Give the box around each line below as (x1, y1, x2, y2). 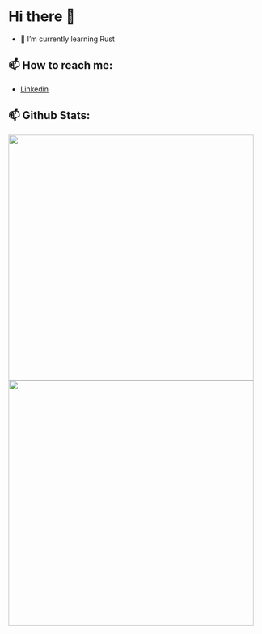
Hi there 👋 (8, 7, 75, 26)
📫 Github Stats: (8, 109, 91, 122)
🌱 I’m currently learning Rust (19, 34, 116, 44)
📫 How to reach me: (8, 58, 113, 72)
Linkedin (19, 84, 49, 94)
